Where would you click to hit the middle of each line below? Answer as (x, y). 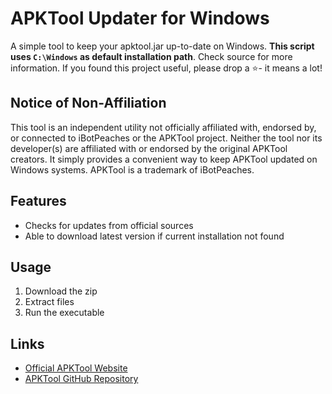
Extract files (49, 302)
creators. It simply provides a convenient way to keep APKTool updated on (164, 159)
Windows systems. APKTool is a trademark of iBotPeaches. (132, 169)
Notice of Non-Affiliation (88, 103)
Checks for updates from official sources (109, 225)
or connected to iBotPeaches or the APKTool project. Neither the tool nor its (166, 138)
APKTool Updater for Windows (140, 18)
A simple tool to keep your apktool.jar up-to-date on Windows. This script (162, 46)
